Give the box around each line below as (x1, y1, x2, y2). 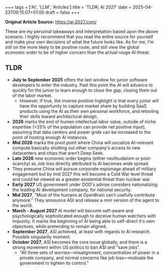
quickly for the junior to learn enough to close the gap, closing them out (12, 87, 158, 93)
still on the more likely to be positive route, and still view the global (5, 44, 139, 50)
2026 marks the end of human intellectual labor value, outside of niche (12, 118, 156, 125)
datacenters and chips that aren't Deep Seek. (12, 150, 104, 156)
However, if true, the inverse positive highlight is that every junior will (19, 98, 159, 103)
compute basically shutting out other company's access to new (12, 145, 141, 151)
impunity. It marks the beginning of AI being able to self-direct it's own (12, 218, 155, 224)
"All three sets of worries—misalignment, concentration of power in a (19, 249, 160, 255)
